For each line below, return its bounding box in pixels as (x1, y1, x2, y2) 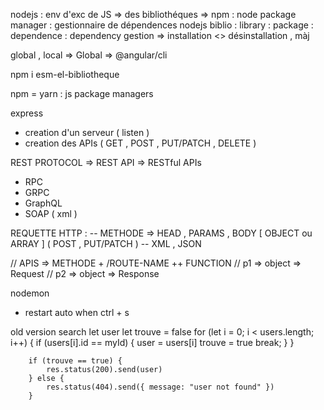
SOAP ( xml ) (24, 208, 78, 219)
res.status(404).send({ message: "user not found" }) (46, 382, 275, 392)
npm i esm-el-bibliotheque (10, 69, 120, 80)
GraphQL (24, 197, 63, 209)
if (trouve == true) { (28, 356, 123, 366)
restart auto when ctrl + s (24, 307, 130, 318)
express (10, 107, 44, 119)
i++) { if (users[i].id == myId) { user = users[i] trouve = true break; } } (10, 337, 295, 348)
